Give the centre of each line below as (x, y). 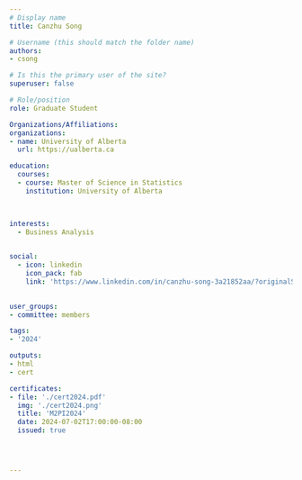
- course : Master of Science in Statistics (100, 183)
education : (30, 166)
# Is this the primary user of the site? (88, 76)
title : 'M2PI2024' (52, 414)
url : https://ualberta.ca (66, 149)
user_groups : (34, 306)
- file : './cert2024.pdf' (58, 397)
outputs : (26, 356)
